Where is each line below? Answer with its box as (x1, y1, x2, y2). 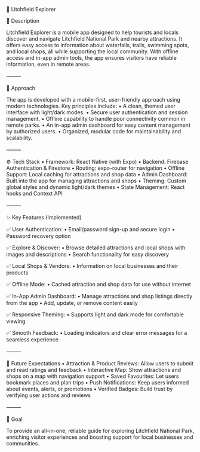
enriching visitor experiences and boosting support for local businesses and (6, 433, 193, 441)
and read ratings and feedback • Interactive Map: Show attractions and (6, 367, 181, 373)
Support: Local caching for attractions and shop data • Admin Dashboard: (6, 171, 188, 178)
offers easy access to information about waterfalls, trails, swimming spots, (6, 42, 189, 48)
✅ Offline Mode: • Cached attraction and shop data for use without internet (6, 281, 191, 288)
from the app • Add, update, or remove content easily (6, 300, 139, 306)
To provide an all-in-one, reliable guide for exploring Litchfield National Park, (6, 427, 195, 434)
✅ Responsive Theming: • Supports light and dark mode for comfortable (6, 311, 184, 318)
